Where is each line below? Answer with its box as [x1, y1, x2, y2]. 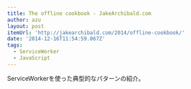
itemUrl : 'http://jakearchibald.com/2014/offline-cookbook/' [7, 29, 186, 36]
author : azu [7, 16, 41, 23]
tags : [7, 42, 23, 49]
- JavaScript [13, 55, 51, 62]
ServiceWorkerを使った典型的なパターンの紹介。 [7, 74, 145, 82]
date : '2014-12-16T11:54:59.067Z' [7, 36, 106, 42]
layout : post [7, 23, 44, 29]
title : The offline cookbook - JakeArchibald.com [7, 10, 152, 17]
